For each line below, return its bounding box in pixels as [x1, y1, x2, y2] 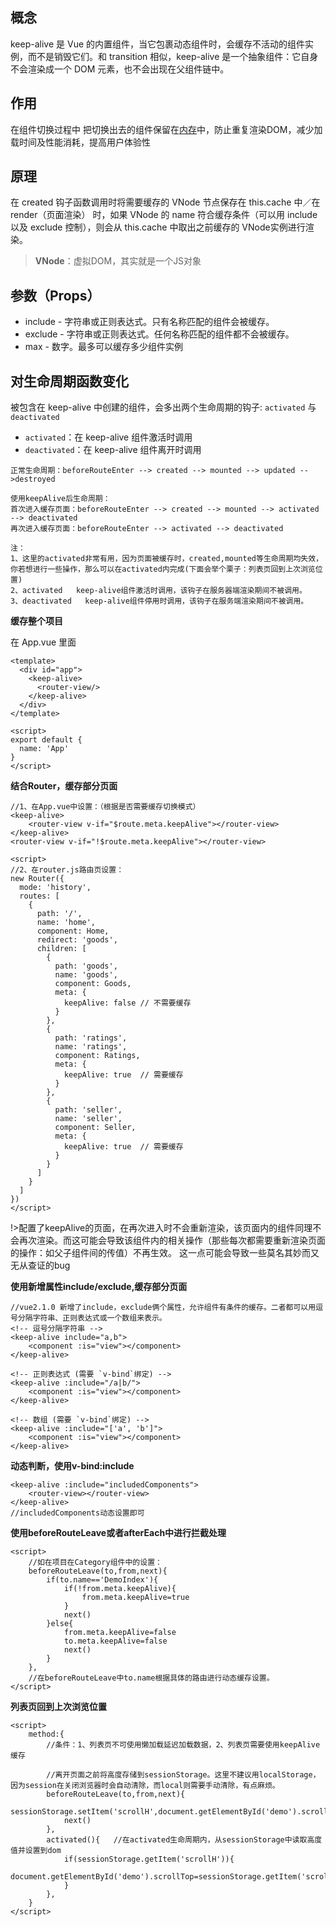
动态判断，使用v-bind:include [10, 1460, 135, 1472]
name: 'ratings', [54, 1042, 128, 1052]
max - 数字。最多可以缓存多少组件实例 [24, 341, 183, 353]
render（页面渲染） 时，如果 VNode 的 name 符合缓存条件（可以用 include [10, 209, 318, 221]
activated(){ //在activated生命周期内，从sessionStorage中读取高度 [46, 1835, 323, 1845]
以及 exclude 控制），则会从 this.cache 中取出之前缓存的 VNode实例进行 [10, 221, 306, 233]
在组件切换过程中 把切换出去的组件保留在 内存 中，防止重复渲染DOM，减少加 [10, 123, 323, 135]
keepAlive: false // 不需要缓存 [63, 998, 192, 1008]
